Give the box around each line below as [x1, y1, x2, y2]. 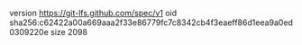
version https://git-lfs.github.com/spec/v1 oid [9, 8, 178, 18]
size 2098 [50, 27, 88, 37]
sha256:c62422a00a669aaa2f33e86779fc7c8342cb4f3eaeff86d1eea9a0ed [9, 17, 293, 28]
